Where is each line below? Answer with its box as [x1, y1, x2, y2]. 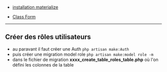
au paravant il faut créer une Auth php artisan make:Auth [12, 46, 129, 52]
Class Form [12, 14, 36, 19]
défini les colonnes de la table [12, 62, 74, 68]
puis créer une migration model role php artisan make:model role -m [12, 51, 154, 57]
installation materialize [12, 4, 59, 10]
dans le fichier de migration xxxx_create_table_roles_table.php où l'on [12, 57, 159, 63]
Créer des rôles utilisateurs [5, 33, 91, 41]
